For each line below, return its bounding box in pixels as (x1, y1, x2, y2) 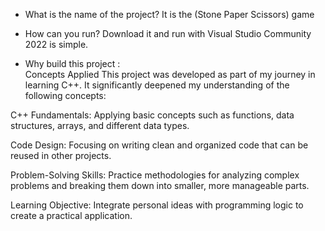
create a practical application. (10, 210, 133, 221)
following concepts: (24, 90, 107, 101)
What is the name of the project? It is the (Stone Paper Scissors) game (24, 9, 315, 20)
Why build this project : (24, 58, 121, 69)
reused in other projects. (10, 150, 112, 161)
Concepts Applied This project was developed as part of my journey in (24, 69, 316, 80)
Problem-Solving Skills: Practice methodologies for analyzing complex (10, 169, 300, 181)
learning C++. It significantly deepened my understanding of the (24, 79, 290, 91)
